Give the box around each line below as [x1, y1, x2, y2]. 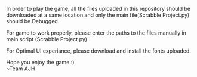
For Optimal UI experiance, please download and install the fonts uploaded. [6, 47, 191, 54]
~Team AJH [6, 65, 35, 72]
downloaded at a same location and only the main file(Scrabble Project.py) [6, 11, 190, 19]
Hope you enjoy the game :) [6, 59, 75, 66]
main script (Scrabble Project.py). [6, 36, 89, 42]
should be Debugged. [6, 18, 60, 24]
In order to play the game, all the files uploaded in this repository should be [6, 5, 191, 12]
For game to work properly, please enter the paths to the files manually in [6, 29, 187, 36]
